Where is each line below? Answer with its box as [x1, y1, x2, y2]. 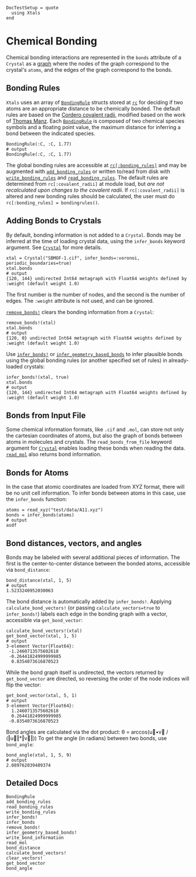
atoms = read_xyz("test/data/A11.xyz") [6, 507, 104, 513]
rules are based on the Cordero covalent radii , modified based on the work [6, 111, 186, 118]
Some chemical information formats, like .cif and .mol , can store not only [6, 426, 184, 433]
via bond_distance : [6, 567, 51, 573]
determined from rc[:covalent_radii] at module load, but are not [6, 180, 165, 187]
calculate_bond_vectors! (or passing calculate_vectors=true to [6, 605, 160, 611]
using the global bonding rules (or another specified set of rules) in [6, 357, 168, 364]
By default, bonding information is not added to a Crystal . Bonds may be [6, 231, 181, 239]
